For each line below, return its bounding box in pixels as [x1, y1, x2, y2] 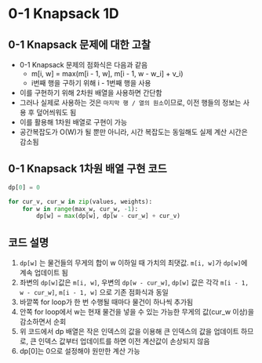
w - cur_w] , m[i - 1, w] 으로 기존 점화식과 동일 [19, 288, 169, 297]
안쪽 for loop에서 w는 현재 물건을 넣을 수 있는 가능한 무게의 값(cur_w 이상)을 [19, 307, 255, 317]
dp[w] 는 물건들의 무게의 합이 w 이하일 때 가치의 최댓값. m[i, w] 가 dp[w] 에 [19, 258, 248, 267]
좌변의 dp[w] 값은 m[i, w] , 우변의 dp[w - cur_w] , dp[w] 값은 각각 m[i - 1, [19, 278, 249, 287]
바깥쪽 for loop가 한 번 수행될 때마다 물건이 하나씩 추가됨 [19, 297, 194, 307]
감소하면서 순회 [19, 317, 67, 326]
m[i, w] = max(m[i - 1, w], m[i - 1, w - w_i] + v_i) [31, 69, 184, 78]
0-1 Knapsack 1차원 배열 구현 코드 [8, 162, 167, 176]
